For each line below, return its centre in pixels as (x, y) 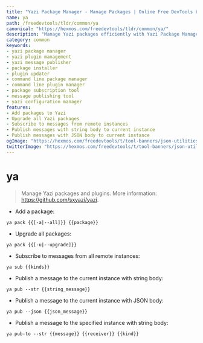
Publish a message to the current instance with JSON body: (89, 300)
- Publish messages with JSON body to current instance (78, 136)
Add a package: (35, 211)
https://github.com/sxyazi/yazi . (60, 199)
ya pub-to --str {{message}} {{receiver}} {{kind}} (72, 334)
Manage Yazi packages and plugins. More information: (89, 193)
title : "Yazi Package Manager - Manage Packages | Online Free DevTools (100, 12)
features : (19, 107)
